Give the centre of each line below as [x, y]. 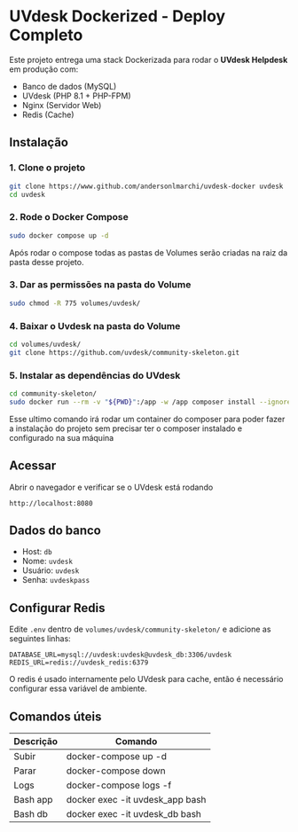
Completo [46, 35]
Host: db [37, 552]
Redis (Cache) [48, 114]
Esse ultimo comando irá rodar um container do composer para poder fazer [147, 419]
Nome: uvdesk [47, 561]
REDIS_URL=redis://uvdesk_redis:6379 [79, 663]
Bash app [33, 800]
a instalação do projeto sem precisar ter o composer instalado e [125, 428]
